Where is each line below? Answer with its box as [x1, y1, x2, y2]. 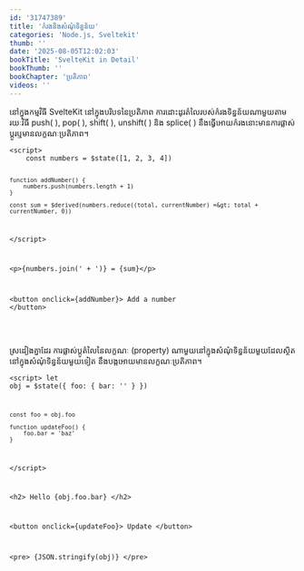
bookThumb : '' [9, 64, 64, 73]
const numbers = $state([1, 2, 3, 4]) [25, 153, 172, 163]
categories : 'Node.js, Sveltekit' [9, 30, 141, 39]
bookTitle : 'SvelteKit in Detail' [9, 55, 141, 64]
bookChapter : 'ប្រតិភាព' [9, 73, 93, 82]
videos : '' [9, 81, 51, 90]
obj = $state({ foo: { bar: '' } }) [9, 382, 148, 391]
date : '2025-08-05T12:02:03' [9, 47, 120, 56]
